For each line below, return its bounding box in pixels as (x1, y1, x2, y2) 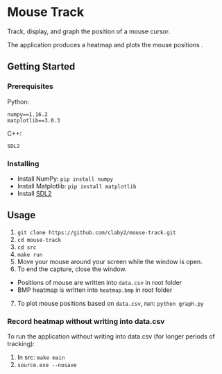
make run (17, 251, 43, 258)
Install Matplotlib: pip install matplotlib (17, 181, 137, 190)
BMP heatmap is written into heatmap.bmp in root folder (17, 286, 173, 294)
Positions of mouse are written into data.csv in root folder (17, 278, 182, 286)
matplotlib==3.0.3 (7, 117, 60, 124)
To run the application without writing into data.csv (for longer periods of (7, 332, 215, 341)
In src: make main (17, 353, 65, 361)
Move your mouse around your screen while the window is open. (17, 257, 203, 266)
